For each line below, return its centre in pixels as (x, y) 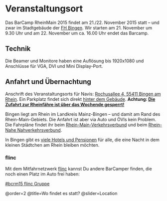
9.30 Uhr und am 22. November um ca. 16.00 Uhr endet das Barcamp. (77, 33)
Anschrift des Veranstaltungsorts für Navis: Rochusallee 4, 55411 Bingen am (83, 94)
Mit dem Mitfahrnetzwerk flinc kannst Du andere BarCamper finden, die (79, 169)
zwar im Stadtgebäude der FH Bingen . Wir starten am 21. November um (79, 27)
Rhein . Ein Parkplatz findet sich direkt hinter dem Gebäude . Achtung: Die (80, 99)
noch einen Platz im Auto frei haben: (42, 174)
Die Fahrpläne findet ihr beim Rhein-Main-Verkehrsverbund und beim (76, 125)
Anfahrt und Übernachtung (48, 82)
